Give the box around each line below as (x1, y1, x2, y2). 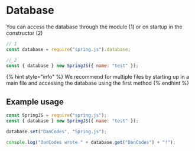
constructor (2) (6, 29, 43, 36)
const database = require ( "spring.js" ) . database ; (6, 46, 131, 52)
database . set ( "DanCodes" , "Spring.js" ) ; (6, 128, 108, 134)
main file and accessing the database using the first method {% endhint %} (6, 79, 189, 86)
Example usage (6, 97, 64, 107)
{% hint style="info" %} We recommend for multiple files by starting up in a (6, 73, 190, 81)
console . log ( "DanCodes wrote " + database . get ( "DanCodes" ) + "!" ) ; (6, 139, 176, 145)
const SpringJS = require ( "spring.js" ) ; (6, 113, 108, 118)
